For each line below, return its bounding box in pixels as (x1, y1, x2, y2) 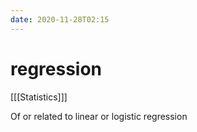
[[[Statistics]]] (10, 91, 68, 103)
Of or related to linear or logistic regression (10, 110, 188, 122)
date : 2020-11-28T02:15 (10, 14, 110, 25)
